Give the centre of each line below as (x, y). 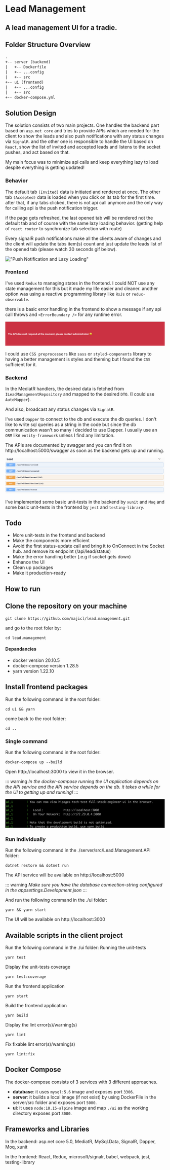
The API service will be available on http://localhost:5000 (65, 875)
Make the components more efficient (51, 541)
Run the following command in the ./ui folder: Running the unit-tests (76, 948)
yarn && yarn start (26, 910)
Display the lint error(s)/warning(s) (41, 1025)
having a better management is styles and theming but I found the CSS (78, 359)
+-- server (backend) (28, 62)
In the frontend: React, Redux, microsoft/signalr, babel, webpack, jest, (78, 1156)
